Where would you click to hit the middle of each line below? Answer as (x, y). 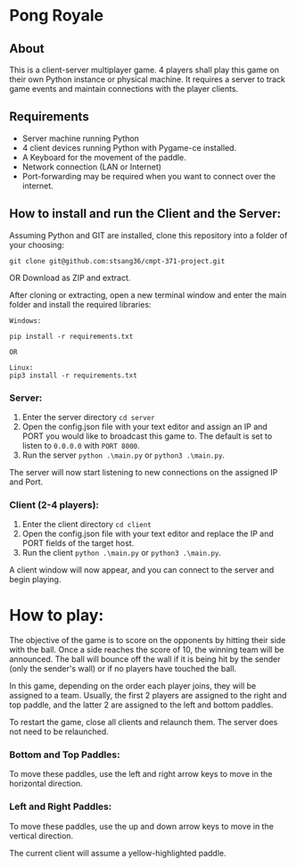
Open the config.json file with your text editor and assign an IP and (144, 426)
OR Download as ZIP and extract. (70, 277)
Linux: (21, 367)
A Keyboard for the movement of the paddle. (104, 157)
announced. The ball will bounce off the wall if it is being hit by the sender (145, 659)
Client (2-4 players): (54, 505)
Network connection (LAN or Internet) (92, 167)
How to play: (57, 615)
